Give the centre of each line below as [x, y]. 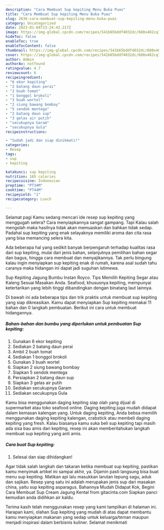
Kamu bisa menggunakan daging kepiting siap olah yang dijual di [71, 402]
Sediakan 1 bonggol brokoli [40, 357]
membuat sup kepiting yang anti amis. [44, 433]
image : [12, 32]
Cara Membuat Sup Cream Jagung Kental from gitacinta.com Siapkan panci [82, 492]
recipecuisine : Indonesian [33, 181]
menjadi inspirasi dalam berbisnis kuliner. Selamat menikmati [66, 522]
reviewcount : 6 [21, 73]
